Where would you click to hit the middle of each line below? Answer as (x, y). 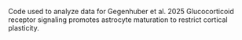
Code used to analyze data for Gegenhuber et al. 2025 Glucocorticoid (121, 11)
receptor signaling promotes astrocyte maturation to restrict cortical (118, 20)
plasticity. (24, 28)
